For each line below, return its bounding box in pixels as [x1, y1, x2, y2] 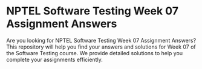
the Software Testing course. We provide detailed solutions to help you [6, 49, 183, 56]
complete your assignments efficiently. [6, 56, 103, 63]
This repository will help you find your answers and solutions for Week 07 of [6, 43, 196, 50]
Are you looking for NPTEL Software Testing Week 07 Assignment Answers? [6, 37, 197, 44]
